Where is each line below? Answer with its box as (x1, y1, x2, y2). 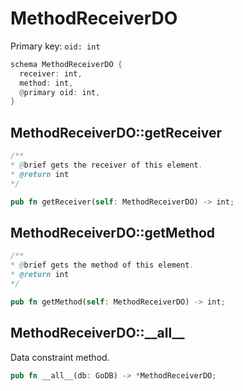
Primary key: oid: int (10, 40, 101, 52)
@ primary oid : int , (19, 87, 101, 97)
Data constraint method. (10, 351, 110, 363)
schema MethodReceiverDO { (10, 59, 123, 69)
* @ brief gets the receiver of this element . (10, 160, 203, 170)
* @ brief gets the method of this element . (10, 260, 195, 271)
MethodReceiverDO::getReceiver (10, 124, 222, 141)
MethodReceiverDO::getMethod (10, 224, 216, 241)
